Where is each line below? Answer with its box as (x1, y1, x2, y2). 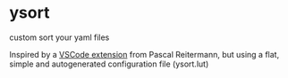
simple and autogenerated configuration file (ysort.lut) (9, 58, 209, 69)
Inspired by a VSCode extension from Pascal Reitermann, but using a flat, (9, 49, 280, 59)
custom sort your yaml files (9, 32, 110, 43)
